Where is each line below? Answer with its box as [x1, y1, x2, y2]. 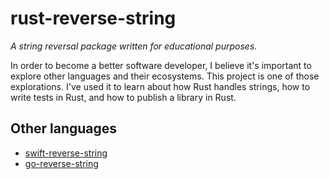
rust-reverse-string [10, 7, 177, 30]
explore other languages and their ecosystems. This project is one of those [10, 70, 320, 82]
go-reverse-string [24, 157, 99, 169]
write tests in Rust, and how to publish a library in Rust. [10, 91, 237, 103]
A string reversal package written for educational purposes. [10, 40, 258, 52]
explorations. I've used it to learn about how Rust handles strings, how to [10, 80, 311, 92]
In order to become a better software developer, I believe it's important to [10, 59, 312, 71]
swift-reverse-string [24, 147, 108, 159]
